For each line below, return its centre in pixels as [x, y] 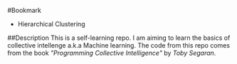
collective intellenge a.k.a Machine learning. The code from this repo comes [118, 45]
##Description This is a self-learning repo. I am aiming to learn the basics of [119, 38]
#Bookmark [24, 10]
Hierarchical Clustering [51, 24]
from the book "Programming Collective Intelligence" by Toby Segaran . [112, 53]
